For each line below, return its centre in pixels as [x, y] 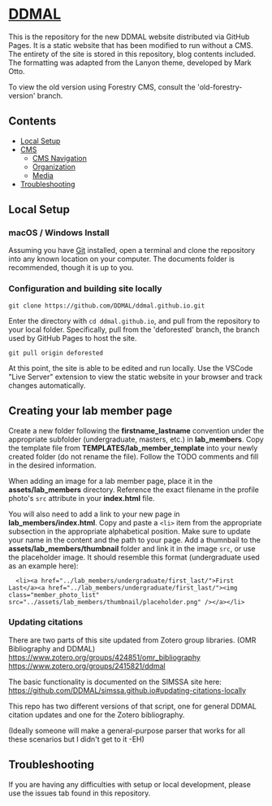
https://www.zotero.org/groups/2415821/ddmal [87, 666]
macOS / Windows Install [59, 233]
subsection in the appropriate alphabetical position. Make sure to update [130, 531]
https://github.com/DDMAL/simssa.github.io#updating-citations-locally [127, 690]
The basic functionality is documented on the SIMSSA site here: [115, 682]
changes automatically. [47, 385]
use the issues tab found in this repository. [80, 793]
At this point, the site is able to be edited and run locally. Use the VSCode [131, 368]
